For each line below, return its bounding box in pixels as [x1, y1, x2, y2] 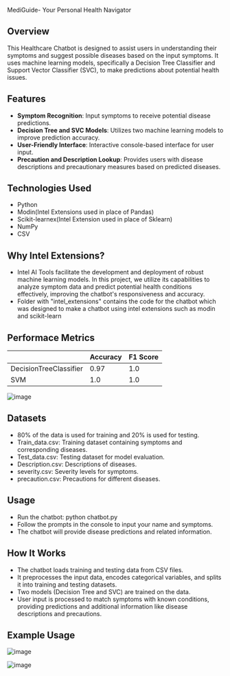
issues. [7, 73, 27, 81]
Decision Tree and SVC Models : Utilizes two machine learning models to [16, 126, 224, 134]
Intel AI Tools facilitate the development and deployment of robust [16, 268, 204, 276]
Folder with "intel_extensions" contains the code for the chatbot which [16, 297, 216, 305]
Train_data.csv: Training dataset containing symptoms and [16, 438, 183, 446]
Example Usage [7, 629, 76, 641]
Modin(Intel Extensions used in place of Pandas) [16, 208, 154, 216]
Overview [7, 25, 50, 37]
